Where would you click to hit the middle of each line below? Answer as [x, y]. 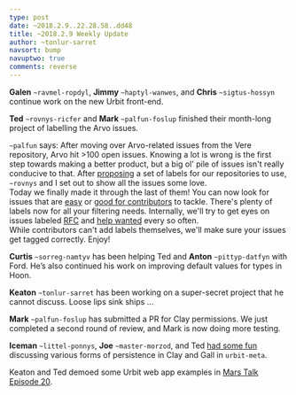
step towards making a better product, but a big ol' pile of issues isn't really [147, 164]
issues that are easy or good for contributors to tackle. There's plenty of [141, 201]
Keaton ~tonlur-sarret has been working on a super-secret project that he [147, 292]
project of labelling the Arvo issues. [74, 128]
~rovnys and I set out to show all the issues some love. [108, 182]
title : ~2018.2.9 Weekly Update [69, 34]
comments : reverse [43, 67]
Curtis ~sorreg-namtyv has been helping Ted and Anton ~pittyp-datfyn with [148, 256]
